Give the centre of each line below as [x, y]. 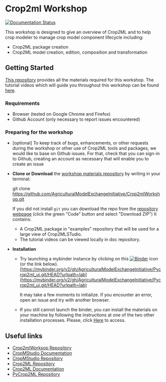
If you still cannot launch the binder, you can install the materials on [88, 310]
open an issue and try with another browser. [65, 300]
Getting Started [29, 68]
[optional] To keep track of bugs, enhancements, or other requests [80, 143]
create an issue [28, 164]
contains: [22, 220]
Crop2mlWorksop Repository [42, 348]
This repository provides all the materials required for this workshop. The [80, 79]
